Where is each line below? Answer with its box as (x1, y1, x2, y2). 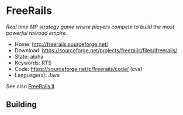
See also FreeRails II (6, 82, 54, 89)
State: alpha (14, 53, 44, 60)
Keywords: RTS (14, 59, 52, 66)
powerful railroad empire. (6, 29, 67, 36)
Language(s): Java (14, 71, 60, 78)
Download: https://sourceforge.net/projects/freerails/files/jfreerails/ (14, 46, 178, 53)
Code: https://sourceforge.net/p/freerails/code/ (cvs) (14, 65, 143, 72)
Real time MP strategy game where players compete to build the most (6, 23, 175, 30)
